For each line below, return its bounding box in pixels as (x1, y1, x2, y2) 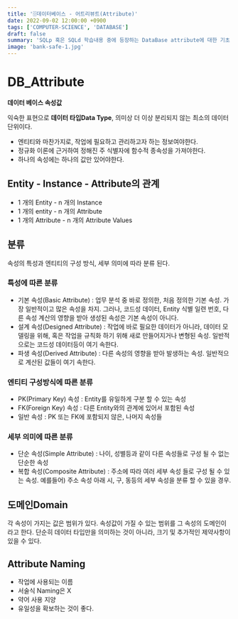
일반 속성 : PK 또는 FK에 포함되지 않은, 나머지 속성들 (17, 412, 163, 421)
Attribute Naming (7, 558, 86, 570)
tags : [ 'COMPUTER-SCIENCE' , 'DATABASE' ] (7, 23, 129, 31)
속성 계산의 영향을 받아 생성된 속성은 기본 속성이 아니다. (25, 313, 179, 322)
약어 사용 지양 (17, 596, 56, 604)
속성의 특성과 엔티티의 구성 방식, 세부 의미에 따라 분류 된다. (7, 258, 171, 267)
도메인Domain (7, 498, 69, 511)
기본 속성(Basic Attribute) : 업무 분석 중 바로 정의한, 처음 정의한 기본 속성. (17, 295, 222, 304)
